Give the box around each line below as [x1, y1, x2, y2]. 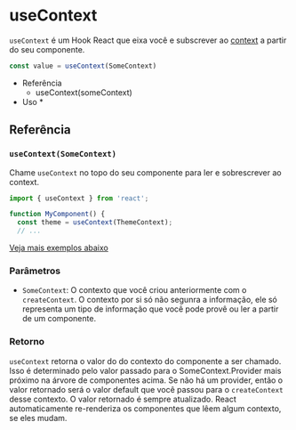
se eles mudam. [9, 412, 68, 423]
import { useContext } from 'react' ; [9, 193, 149, 203]
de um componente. [21, 313, 96, 324]
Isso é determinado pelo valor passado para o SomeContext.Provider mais [9, 365, 282, 376]
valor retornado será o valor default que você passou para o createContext [9, 384, 284, 394]
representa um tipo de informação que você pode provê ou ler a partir [21, 304, 279, 314]
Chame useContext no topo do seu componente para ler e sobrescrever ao [9, 166, 282, 178]
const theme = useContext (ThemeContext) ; [17, 218, 173, 227]
